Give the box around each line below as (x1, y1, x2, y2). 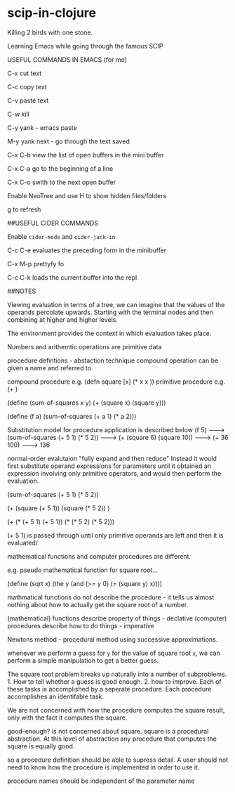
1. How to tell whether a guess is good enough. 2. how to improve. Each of (7, 677, 222, 686)
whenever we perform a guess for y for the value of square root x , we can (7, 649, 221, 657)
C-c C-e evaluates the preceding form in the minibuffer (7, 246, 167, 254)
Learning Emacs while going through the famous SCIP (7, 41, 163, 50)
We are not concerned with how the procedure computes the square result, (7, 706, 225, 714)
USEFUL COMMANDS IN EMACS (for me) (7, 55, 128, 64)
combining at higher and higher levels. (7, 315, 118, 324)
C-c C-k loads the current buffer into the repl (7, 273, 137, 282)
